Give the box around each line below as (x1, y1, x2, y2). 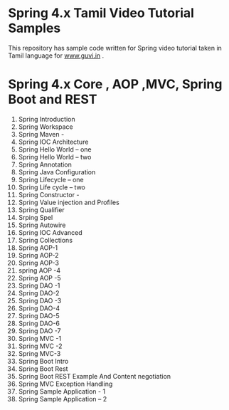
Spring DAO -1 (18, 281, 60, 290)
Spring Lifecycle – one (18, 175, 84, 184)
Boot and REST (8, 91, 97, 107)
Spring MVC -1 (18, 334, 62, 342)
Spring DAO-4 (18, 304, 60, 312)
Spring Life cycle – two (18, 183, 86, 191)
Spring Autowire (18, 221, 66, 229)
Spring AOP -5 (18, 273, 61, 282)
